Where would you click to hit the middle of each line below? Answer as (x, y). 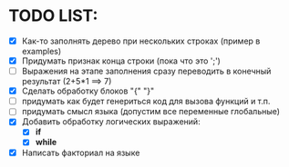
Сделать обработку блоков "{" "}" (88, 91)
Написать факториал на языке (81, 152)
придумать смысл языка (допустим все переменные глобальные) (150, 112)
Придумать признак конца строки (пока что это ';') (121, 61)
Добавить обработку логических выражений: (111, 122)
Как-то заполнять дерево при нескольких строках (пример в (141, 41)
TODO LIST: (53, 16)
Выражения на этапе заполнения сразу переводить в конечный (146, 71)
